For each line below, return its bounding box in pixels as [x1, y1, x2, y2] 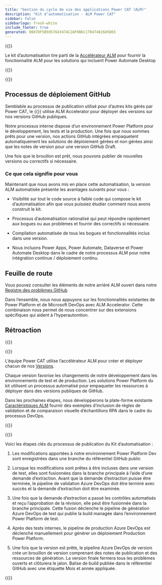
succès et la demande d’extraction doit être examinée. [12, 485, 121, 491]
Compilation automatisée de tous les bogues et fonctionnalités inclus [12, 230, 150, 236]
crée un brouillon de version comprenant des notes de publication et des [12, 550, 158, 556]
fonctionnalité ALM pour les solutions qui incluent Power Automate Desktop [5, 58, 156, 63]
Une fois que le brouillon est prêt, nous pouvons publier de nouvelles [5, 153, 143, 159]
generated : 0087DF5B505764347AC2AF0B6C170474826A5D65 [5, 30, 116, 34]
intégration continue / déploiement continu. [12, 255, 98, 261]
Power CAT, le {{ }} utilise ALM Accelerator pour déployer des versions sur [5, 108, 153, 114]
